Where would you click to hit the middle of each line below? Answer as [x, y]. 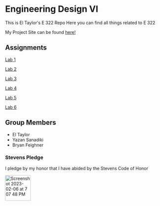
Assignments [26, 48]
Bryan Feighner [28, 145]
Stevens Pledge [24, 157]
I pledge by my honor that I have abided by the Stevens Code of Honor [77, 168]
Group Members [31, 123]
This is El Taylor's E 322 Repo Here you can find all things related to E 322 [80, 23]
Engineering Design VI [52, 9]
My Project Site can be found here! [40, 32]
